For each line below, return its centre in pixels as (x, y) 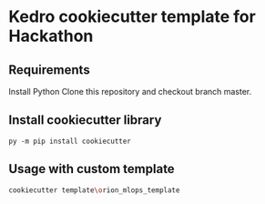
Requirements (49, 70)
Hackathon (51, 36)
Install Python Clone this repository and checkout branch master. (130, 92)
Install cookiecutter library (85, 120)
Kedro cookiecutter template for (132, 17)
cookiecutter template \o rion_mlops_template (94, 190)
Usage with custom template (92, 169)
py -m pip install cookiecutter (70, 141)
